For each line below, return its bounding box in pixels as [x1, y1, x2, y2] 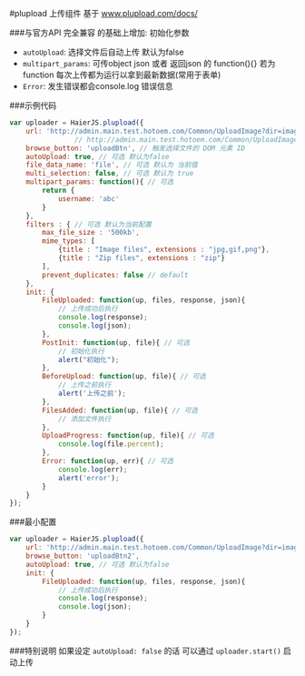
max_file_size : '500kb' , [42, 228, 141, 237]
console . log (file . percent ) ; [57, 439, 165, 449]
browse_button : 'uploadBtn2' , [25, 551, 141, 560]
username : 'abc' [57, 194, 120, 203]
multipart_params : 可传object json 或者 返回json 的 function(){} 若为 [22, 58, 276, 68]
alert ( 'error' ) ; [57, 473, 120, 482]
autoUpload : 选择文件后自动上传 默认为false [22, 46, 184, 57]
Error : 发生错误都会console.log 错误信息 [22, 81, 173, 91]
